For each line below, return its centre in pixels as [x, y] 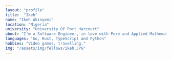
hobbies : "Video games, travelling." [46, 44]
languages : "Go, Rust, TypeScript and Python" [56, 39]
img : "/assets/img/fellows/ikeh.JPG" [46, 48]
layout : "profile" [25, 10]
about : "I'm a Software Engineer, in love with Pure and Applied [76, 34]
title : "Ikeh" [21, 15]
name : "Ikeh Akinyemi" [29, 19]
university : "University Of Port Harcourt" [52, 29]
